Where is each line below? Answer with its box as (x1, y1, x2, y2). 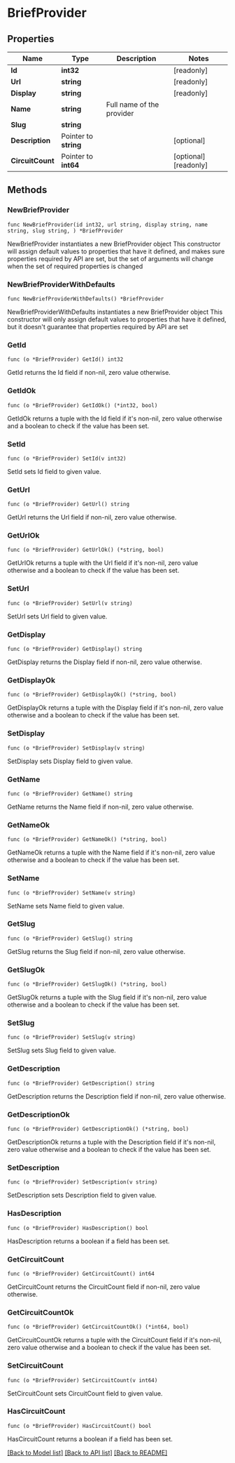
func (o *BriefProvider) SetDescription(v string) (7, 1179, 158, 1186)
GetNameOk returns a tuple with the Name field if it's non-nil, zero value (7, 848, 215, 857)
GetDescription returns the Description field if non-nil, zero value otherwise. (7, 1092, 226, 1100)
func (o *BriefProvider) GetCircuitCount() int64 (7, 1270, 155, 1277)
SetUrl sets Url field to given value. (7, 612, 108, 621)
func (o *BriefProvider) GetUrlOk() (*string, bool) (7, 546, 164, 554)
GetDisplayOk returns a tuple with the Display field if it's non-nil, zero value (7, 703, 224, 712)
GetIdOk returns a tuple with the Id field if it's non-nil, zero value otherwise (7, 414, 222, 423)
